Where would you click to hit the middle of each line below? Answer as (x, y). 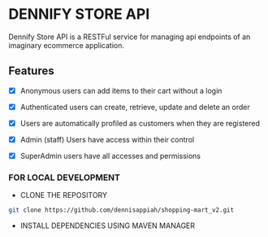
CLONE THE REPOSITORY (64, 195)
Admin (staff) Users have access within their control (107, 139)
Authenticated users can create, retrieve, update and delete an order (135, 107)
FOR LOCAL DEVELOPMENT (64, 178)
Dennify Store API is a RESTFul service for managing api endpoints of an (130, 37)
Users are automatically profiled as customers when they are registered (140, 123)
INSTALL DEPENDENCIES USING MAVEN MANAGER (108, 226)
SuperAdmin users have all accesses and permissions (110, 156)
